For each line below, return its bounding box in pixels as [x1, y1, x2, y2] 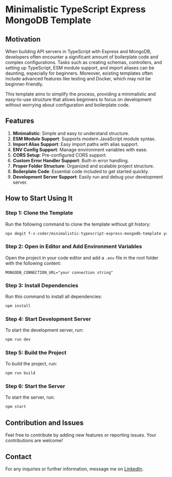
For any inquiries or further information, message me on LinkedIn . [5, 466, 144, 472]
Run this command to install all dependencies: [5, 293, 102, 299]
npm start [5, 404, 27, 409]
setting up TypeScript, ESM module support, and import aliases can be [5, 65, 155, 71]
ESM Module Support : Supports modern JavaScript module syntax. [12, 136, 156, 142]
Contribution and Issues [5, 418, 84, 427]
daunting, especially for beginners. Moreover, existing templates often [5, 70, 153, 76]
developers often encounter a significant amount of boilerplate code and [5, 54, 159, 60]
